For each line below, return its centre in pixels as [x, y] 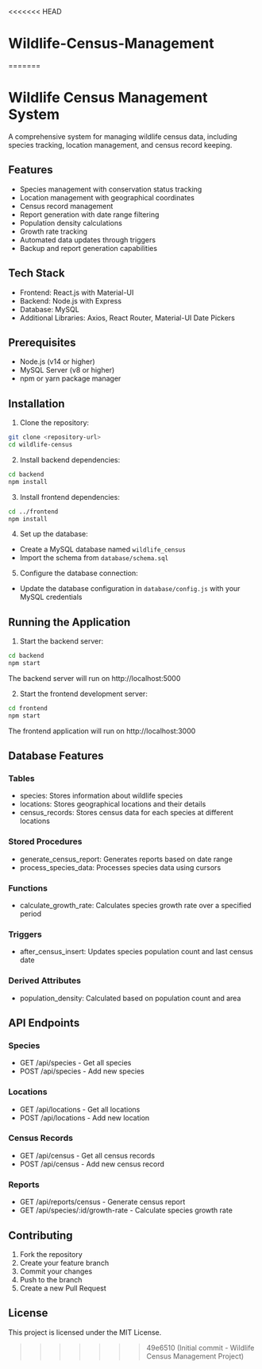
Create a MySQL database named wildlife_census [103, 549]
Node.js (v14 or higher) [57, 362]
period [31, 914]
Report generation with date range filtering [89, 215]
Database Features [56, 756]
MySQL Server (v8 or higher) [67, 370]
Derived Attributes [45, 980]
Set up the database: [54, 534]
